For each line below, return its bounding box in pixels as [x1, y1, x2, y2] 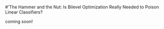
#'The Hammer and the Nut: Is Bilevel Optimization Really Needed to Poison [5, 4, 159, 10]
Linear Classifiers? [5, 9, 43, 15]
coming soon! [5, 19, 33, 24]
